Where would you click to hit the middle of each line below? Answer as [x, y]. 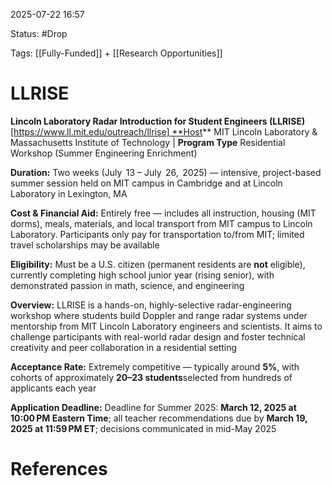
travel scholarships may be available [85, 245]
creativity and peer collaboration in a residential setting [124, 347]
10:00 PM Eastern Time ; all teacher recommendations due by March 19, [159, 418]
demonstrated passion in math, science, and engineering [127, 285]
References [59, 469]
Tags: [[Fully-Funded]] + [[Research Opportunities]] [116, 53]
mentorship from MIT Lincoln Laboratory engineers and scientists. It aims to [166, 326]
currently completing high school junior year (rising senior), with [142, 275]
